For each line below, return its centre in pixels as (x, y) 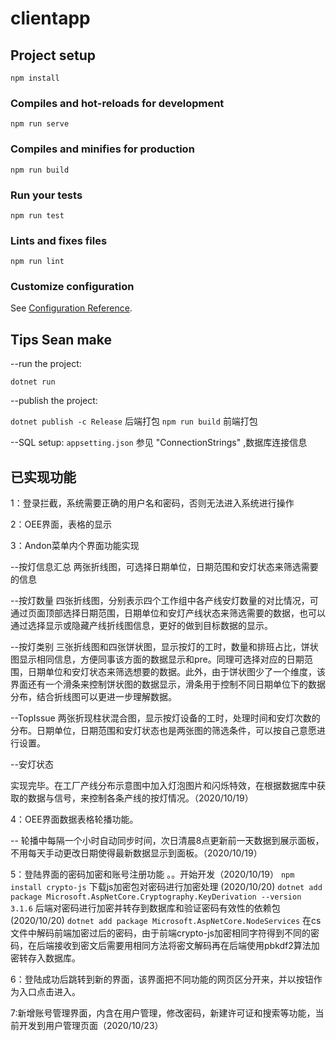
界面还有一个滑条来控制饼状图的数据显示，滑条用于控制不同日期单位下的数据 (168, 684)
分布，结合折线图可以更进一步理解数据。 (93, 697)
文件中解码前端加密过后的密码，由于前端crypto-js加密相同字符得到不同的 (160, 933)
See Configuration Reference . (71, 308)
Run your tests (46, 195)
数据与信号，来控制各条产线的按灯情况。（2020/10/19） (140, 798)
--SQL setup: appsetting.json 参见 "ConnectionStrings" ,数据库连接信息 (159, 443)
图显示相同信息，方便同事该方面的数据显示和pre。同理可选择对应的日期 (157, 659)
